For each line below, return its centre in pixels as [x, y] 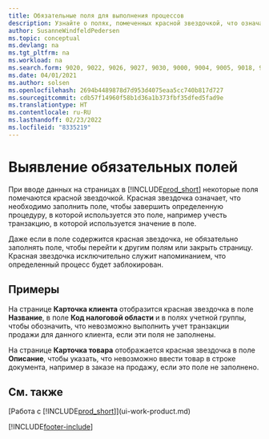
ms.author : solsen [39, 83]
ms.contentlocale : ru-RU [50, 113]
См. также [36, 392]
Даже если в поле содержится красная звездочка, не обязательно [123, 239]
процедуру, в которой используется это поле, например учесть [118, 215]
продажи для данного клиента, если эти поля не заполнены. [112, 334]
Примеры [34, 290]
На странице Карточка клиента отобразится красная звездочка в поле [131, 308]
